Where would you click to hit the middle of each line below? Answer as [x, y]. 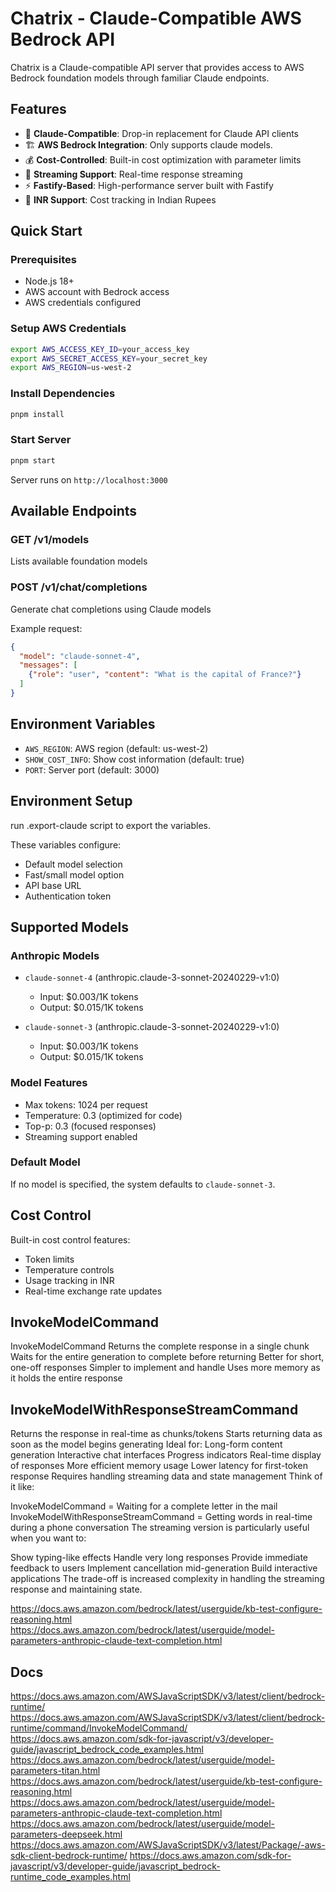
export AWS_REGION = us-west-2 [71, 368]
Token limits [49, 1259]
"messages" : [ [48, 665]
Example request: [46, 628]
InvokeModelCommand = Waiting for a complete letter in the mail [144, 1506]
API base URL [53, 885]
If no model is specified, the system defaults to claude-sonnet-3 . [143, 1184]
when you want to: [48, 1538]
